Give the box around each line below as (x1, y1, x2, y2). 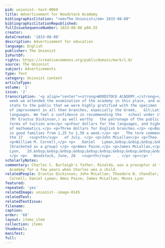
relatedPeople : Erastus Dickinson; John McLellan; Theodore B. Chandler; (5, 171, 160, 177)
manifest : (5, 231, 26, 236)
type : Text (5, 71, 27, 76)
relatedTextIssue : (5, 199, 43, 204)
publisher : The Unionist (5, 48, 56, 53)
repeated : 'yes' (5, 185, 38, 190)
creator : (5, 30, 23, 35)
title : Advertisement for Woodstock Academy (5, 12, 98, 17)
